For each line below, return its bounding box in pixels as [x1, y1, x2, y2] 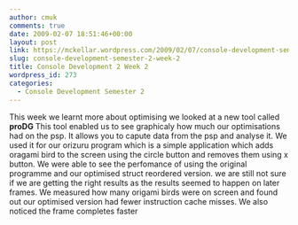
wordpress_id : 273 [9, 71, 77, 80]
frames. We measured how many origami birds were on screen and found [9, 187, 278, 198]
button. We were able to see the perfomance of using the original [9, 159, 247, 169]
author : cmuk [9, 12, 58, 22]
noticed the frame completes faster [9, 206, 138, 216]
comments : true [9, 21, 66, 30]
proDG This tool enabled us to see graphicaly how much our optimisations [9, 120, 281, 131]
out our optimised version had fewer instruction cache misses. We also [9, 196, 269, 206]
